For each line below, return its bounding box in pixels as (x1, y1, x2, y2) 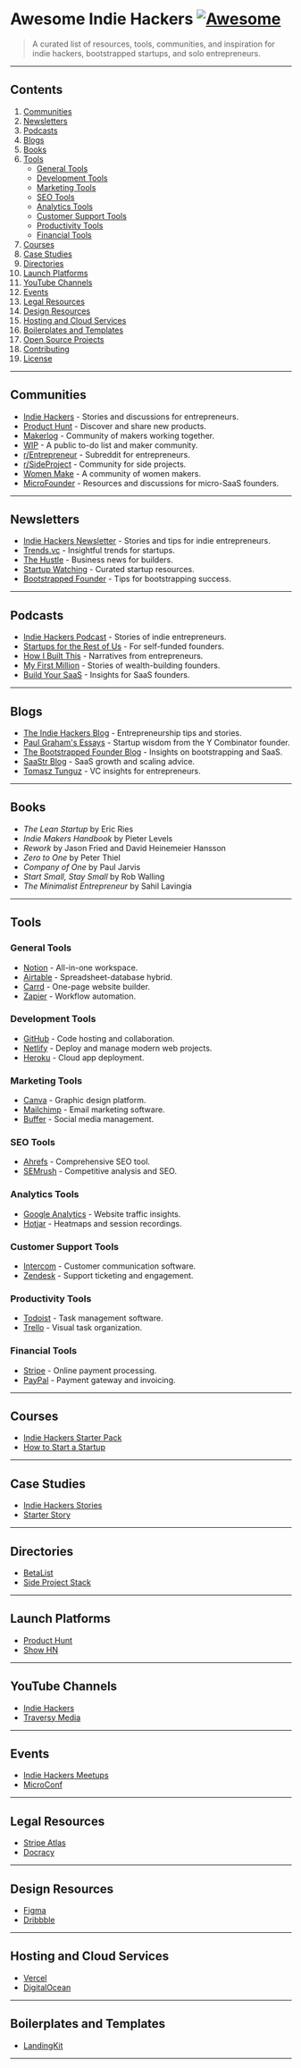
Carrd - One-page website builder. (22, 981, 151, 992)
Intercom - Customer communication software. (22, 1261, 196, 1271)
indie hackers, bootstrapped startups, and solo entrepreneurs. (31, 47, 262, 58)
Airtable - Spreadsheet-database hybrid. (22, 971, 173, 983)
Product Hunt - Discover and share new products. (22, 420, 206, 431)
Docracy (22, 1847, 55, 1858)
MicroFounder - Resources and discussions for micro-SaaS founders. (22, 477, 280, 488)
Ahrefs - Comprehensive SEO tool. (22, 1156, 151, 1167)
